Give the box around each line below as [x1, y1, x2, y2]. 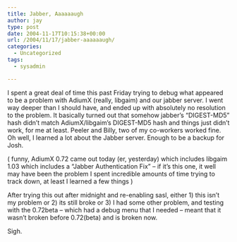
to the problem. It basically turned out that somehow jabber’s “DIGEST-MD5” [7, 111, 230, 119]
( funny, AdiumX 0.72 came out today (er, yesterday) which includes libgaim [7, 155, 228, 163]
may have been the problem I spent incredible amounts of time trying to [7, 169, 215, 178]
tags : [7, 56, 23, 63]
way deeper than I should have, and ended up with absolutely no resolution [7, 103, 226, 111]
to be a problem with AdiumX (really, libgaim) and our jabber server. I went [7, 96, 224, 104]
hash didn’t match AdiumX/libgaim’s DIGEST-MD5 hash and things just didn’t [7, 118, 230, 127]
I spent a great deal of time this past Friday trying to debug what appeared [7, 88, 224, 97]
